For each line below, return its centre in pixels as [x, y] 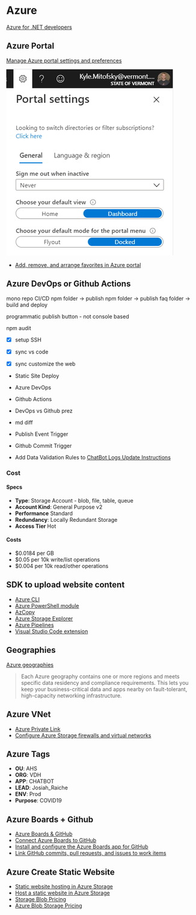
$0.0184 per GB [34, 553]
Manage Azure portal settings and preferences [64, 60]
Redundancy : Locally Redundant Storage [66, 519]
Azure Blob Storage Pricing [48, 905]
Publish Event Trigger [41, 434]
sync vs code [32, 352]
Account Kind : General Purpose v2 [59, 507]
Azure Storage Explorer [44, 618]
